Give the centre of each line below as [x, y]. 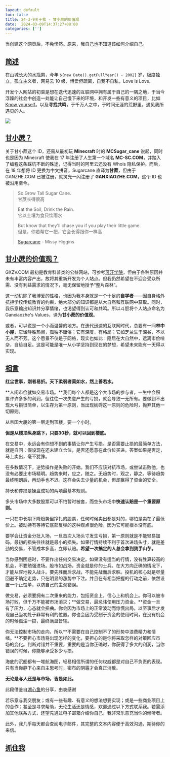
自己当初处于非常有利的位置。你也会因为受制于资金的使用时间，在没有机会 [87, 615]
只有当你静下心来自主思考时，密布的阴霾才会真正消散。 [63, 668]
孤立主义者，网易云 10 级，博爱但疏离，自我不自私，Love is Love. [82, 81]
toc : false [17, 15]
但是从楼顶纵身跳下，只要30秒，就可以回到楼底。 [57, 433]
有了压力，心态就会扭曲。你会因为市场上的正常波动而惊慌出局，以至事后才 [83, 608]
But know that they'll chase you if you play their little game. [79, 225]
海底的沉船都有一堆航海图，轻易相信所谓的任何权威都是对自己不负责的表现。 [85, 661]
